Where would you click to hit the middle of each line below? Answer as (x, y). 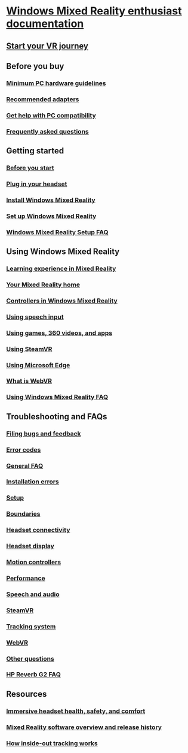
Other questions (30, 658)
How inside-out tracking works (52, 743)
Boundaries (23, 514)
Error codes (24, 449)
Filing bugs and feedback (44, 434)
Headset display (30, 546)
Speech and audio (33, 594)
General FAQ (25, 465)
